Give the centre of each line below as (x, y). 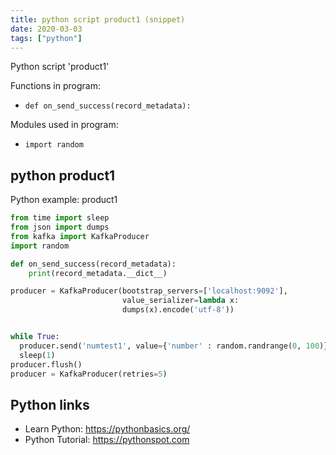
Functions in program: (55, 86)
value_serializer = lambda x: (180, 301)
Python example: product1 (64, 200)
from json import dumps (60, 227)
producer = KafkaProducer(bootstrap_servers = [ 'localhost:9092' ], (149, 291)
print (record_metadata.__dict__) (98, 273)
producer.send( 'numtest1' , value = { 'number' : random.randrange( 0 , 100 (169, 346)
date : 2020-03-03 (46, 29)
